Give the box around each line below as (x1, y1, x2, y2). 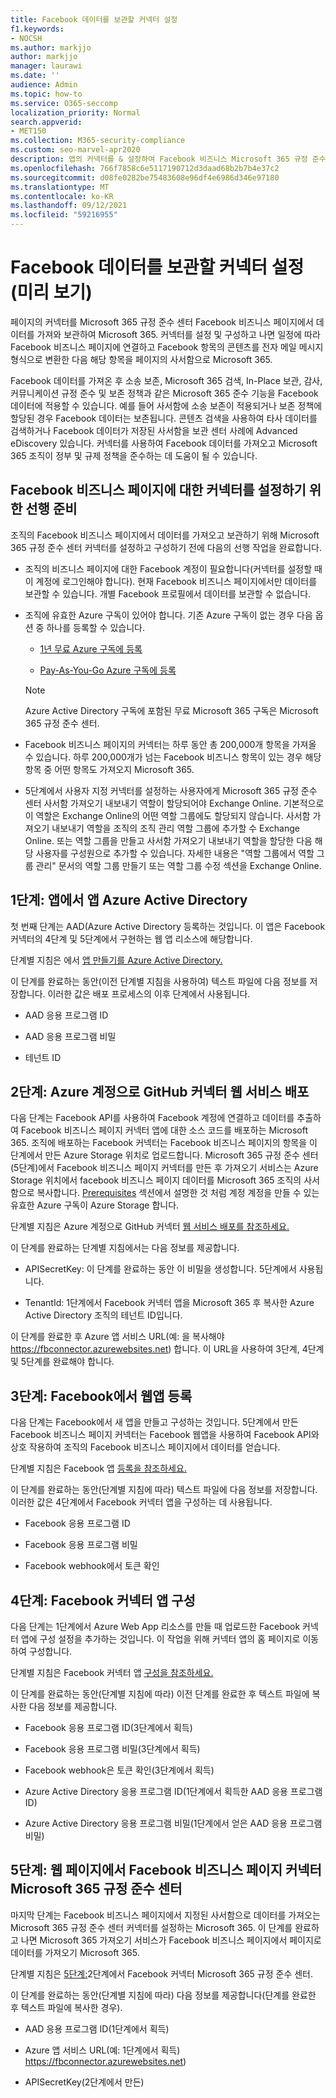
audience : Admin (10, 80, 78, 90)
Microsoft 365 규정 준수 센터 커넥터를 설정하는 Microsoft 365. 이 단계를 (10, 1921, 293, 1933)
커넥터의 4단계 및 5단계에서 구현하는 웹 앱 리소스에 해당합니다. (10, 932, 253, 945)
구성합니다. (28, 1646, 73, 1657)
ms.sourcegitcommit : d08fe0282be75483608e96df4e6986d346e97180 (10, 172, 280, 183)
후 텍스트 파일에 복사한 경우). (10, 2001, 123, 2013)
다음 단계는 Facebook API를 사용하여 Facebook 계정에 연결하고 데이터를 (10, 1112, 295, 1124)
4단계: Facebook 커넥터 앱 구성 (10, 1592, 196, 1609)
